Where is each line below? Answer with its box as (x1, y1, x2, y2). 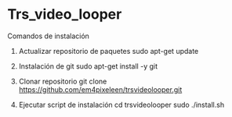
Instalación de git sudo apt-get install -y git (18, 61, 158, 71)
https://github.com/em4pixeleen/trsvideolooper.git (18, 84, 183, 94)
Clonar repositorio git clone (18, 76, 107, 86)
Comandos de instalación (7, 31, 89, 41)
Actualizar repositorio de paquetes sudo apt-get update (18, 46, 199, 55)
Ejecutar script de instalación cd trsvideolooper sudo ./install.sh (18, 100, 225, 109)
